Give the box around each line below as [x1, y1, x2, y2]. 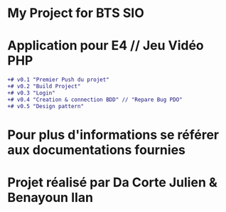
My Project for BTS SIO [7, 5, 144, 21]
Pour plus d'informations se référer [7, 127, 219, 143]
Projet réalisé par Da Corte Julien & [7, 174, 218, 190]
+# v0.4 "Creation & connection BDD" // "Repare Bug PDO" [7, 96, 183, 103]
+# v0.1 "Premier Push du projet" [7, 76, 110, 83]
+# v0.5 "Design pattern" [7, 102, 84, 110]
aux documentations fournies [7, 142, 186, 158]
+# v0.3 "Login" [7, 89, 55, 97]
